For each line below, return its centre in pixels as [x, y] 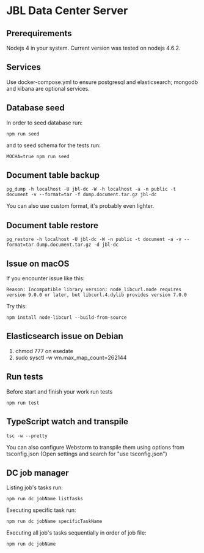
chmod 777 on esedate [44, 351]
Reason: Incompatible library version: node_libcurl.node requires [94, 290]
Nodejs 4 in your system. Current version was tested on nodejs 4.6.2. [93, 48]
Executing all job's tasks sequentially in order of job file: [76, 533]
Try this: [17, 307]
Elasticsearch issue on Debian [65, 336]
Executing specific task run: [41, 510]
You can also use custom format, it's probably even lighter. [80, 206]
